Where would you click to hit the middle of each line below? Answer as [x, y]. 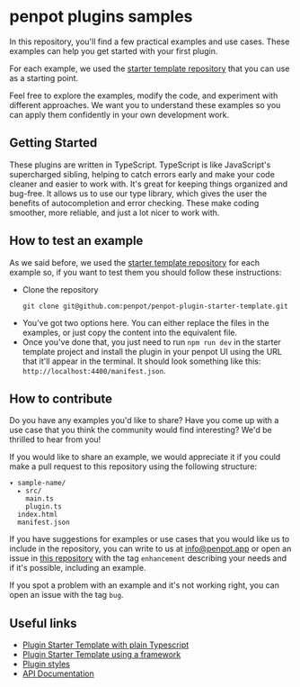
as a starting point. [44, 77]
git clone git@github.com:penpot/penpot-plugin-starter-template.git [155, 306]
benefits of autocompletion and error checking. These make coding [134, 203]
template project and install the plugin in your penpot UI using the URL [152, 351]
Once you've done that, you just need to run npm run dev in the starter [151, 342]
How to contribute [61, 398]
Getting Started [53, 143]
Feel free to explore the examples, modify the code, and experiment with [144, 95]
